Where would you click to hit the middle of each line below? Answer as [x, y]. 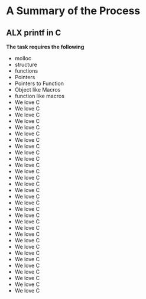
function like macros [40, 96]
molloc [23, 58]
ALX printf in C [34, 33]
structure [26, 64]
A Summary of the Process [73, 11]
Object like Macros [38, 90]
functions [26, 71]
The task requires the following [45, 47]
